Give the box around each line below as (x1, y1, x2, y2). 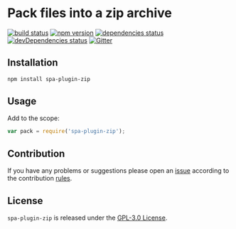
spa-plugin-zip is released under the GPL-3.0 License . (7, 213, 168, 222)
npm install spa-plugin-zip (7, 75, 91, 82)
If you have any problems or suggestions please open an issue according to (7, 166, 230, 175)
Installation (7, 57, 58, 69)
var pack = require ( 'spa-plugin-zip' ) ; (7, 128, 126, 135)
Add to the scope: (7, 114, 60, 122)
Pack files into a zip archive (7, 5, 172, 21)
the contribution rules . (7, 174, 73, 183)
